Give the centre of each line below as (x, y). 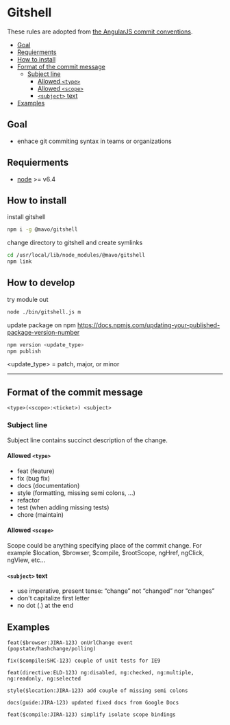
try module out (28, 299)
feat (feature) (36, 471)
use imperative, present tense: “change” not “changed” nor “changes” (116, 591)
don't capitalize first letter (53, 598)
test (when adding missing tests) (63, 507)
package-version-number (43, 332)
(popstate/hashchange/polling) (52, 648)
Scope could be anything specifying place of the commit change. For (104, 545)
